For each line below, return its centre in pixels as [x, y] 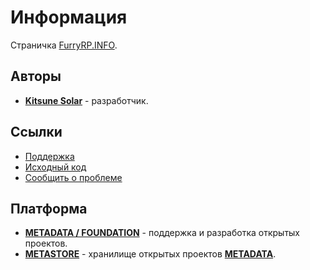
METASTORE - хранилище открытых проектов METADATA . [150, 254]
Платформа [49, 208]
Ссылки [36, 132]
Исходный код [55, 167]
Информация [69, 17]
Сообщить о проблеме [73, 177]
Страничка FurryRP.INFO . [64, 45]
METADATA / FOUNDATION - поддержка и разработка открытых [162, 233]
